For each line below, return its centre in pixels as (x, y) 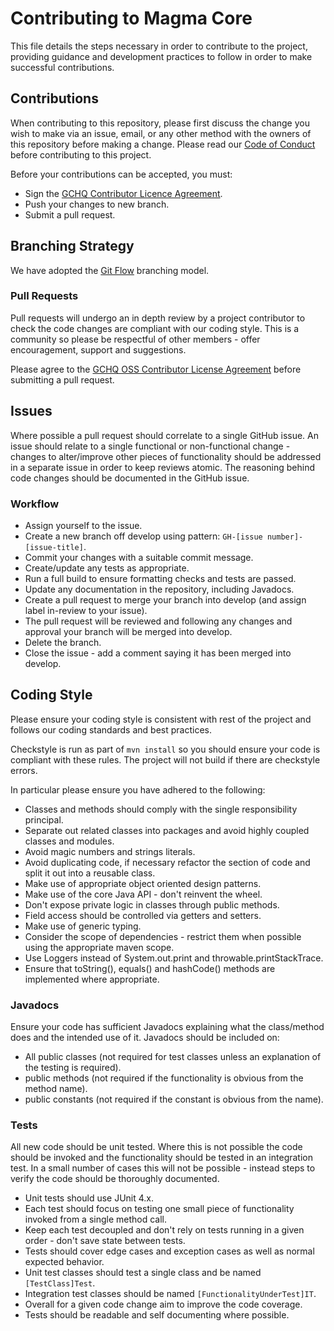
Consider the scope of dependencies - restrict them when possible (163, 936)
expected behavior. (64, 1262)
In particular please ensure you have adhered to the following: (138, 789)
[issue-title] (54, 547)
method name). (56, 1089)
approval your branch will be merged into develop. (128, 631)
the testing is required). (73, 1068)
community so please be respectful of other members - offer (135, 339)
